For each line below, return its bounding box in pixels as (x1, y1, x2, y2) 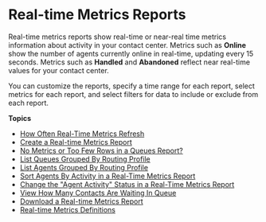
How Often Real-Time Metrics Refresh (19, 129, 145, 138)
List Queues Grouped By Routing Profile (19, 154, 151, 164)
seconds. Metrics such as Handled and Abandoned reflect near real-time (8, 57, 251, 67)
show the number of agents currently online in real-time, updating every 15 (8, 49, 253, 58)
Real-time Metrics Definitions (19, 204, 115, 214)
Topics (8, 113, 32, 123)
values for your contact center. (8, 65, 109, 75)
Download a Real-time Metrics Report (19, 197, 143, 206)
